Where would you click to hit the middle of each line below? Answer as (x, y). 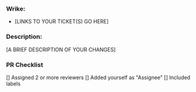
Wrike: (16, 9)
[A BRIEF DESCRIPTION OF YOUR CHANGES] (61, 49)
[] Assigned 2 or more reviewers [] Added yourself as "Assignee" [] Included (98, 77)
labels (13, 83)
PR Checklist (25, 64)
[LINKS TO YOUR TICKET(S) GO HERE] (62, 22)
